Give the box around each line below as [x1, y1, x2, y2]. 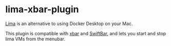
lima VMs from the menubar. [5, 36, 66, 42]
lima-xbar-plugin [5, 4, 79, 15]
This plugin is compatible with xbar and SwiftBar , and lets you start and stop [5, 30, 166, 36]
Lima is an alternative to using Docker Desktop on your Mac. [5, 20, 133, 27]
